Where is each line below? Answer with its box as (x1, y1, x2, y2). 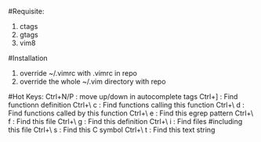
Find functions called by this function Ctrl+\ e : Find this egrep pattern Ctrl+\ (8, 108, 254, 118)
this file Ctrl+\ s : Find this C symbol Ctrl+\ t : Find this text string (8, 125, 216, 134)
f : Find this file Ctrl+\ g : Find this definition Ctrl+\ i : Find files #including (8, 117, 243, 126)
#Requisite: (8, 7, 45, 16)
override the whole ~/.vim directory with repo (19, 77, 166, 86)
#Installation (8, 54, 49, 62)
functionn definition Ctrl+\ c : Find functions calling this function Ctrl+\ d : (8, 101, 245, 109)
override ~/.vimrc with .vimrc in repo (19, 69, 137, 77)
